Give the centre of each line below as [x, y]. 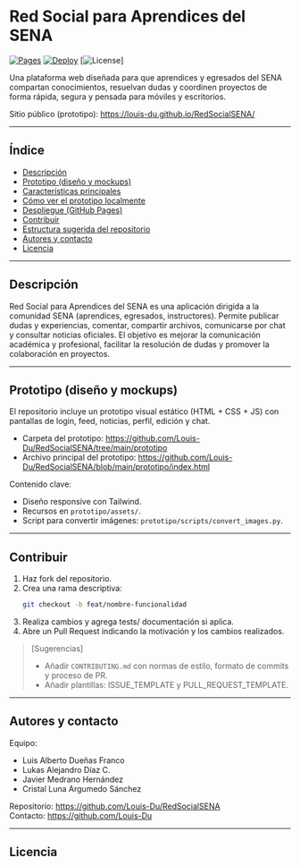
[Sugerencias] [57, 649]
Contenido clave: [40, 484]
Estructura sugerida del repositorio [86, 229]
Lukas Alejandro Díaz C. [66, 769]
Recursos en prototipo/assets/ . [81, 511]
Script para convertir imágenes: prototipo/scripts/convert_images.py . [152, 521]
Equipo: [23, 743]
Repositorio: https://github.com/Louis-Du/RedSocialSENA [115, 806]
